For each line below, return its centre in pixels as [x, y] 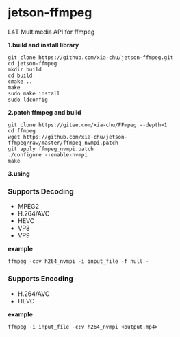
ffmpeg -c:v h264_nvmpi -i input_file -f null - [78, 262]
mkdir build [25, 69]
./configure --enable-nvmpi [48, 155]
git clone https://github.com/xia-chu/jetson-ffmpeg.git [91, 57]
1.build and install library [43, 45]
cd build [20, 75]
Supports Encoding [41, 279]
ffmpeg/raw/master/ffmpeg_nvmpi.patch [63, 143]
